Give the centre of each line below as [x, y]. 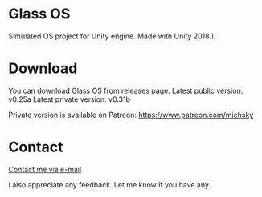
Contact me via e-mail [45, 169]
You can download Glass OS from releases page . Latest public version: [126, 90]
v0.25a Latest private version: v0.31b [70, 99]
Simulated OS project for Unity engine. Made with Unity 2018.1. [112, 36]
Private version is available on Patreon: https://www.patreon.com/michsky [131, 115]
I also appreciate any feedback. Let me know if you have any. [110, 184]
